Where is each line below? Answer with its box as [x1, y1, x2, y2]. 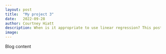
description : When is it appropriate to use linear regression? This [5, 26, 152, 30]
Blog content [5, 44, 31, 49]
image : [5, 30, 19, 35]
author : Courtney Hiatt [5, 21, 54, 26]
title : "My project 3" [5, 12, 54, 17]
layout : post [5, 7, 32, 12]
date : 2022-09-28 [5, 16, 45, 21]
